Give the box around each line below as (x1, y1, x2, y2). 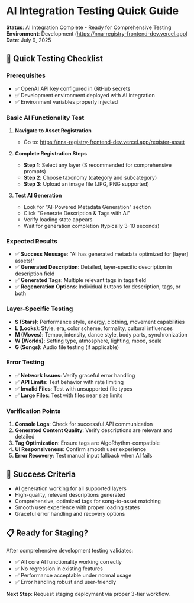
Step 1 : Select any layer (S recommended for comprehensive (23, 161, 172, 169)
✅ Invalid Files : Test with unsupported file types (14, 385, 133, 392)
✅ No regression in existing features (14, 565, 104, 572)
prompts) (23, 167, 46, 174)
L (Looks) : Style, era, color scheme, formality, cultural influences (14, 325, 173, 332)
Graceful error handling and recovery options (14, 510, 125, 517)
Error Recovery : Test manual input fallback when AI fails (14, 452, 153, 459)
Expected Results (6, 237, 58, 245)
